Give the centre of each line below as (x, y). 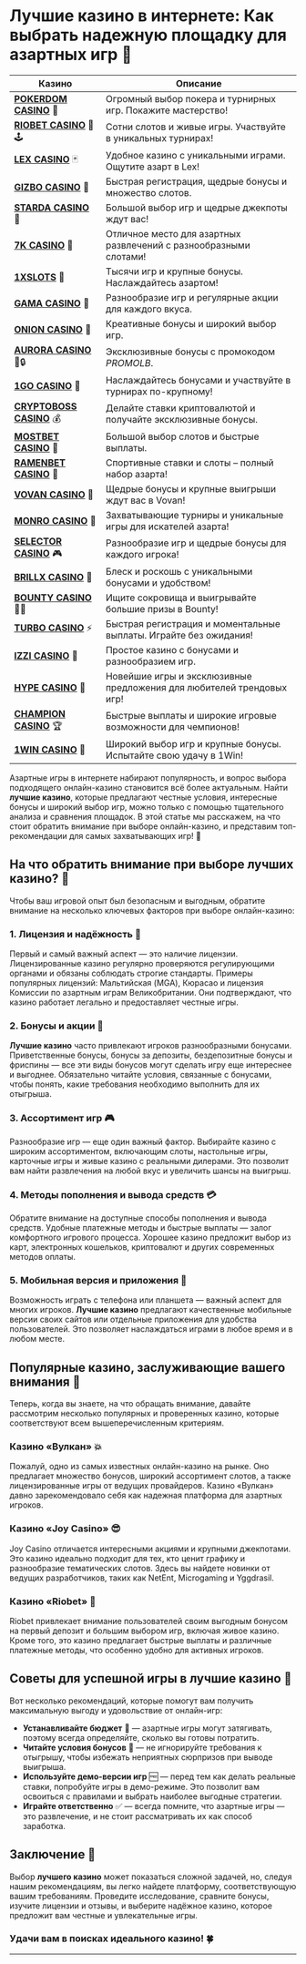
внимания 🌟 (45, 1381)
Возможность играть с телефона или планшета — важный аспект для (146, 1300)
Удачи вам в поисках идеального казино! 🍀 (112, 1938)
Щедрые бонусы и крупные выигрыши (190, 488)
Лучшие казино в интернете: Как (142, 16)
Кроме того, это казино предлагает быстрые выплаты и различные (141, 1640)
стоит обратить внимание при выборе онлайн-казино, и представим (143, 826)
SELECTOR (38, 541)
